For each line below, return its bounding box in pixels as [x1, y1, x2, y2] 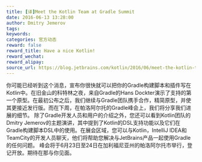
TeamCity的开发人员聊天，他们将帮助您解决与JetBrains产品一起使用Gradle [6, 134, 191, 142]
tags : [6, 25, 20, 32]
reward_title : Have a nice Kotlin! [6, 48, 96, 54]
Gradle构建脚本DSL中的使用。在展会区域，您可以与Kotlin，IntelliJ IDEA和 [6, 127, 188, 134]
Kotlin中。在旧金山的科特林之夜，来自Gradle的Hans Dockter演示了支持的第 [6, 89, 192, 97]
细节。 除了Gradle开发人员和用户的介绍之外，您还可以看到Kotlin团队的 [16, 112, 191, 119]
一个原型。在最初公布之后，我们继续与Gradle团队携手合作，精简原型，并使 [6, 97, 191, 104]
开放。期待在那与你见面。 [11, 149, 75, 157]
